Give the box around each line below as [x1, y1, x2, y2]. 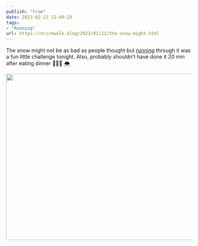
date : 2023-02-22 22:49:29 [6, 14, 72, 20]
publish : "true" [6, 8, 46, 15]
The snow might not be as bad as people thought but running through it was [6, 47, 191, 54]
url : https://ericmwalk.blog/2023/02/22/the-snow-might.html [6, 31, 160, 37]
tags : [6, 20, 19, 25]
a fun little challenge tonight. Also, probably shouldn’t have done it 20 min [6, 53, 185, 60]
